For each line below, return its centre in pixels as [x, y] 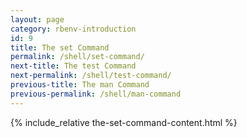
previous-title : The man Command [80, 85]
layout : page [37, 19]
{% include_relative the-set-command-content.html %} [124, 122]
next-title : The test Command [73, 66]
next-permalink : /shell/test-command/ [91, 76]
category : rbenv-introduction [73, 29]
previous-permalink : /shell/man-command [96, 94]
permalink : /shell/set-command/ [77, 57]
